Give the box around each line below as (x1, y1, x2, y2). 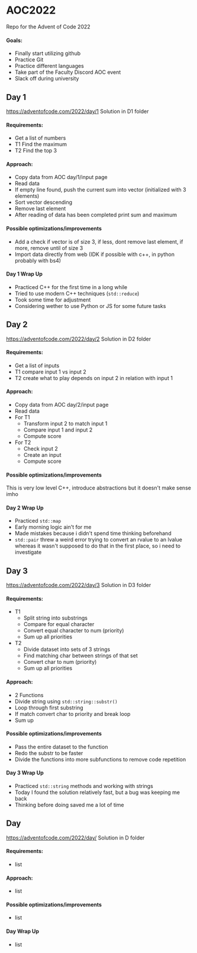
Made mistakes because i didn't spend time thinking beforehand (14, 530, 172, 537)
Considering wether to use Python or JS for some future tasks (14, 302, 166, 309)
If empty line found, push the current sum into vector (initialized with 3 (14, 186, 186, 193)
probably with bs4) (14, 257, 61, 264)
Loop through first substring (14, 704, 83, 711)
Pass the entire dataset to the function (14, 743, 108, 750)
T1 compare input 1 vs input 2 (14, 368, 87, 375)
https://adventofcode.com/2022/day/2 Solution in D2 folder (6, 335, 151, 342)
